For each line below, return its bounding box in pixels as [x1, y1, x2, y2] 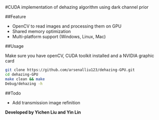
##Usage [5, 43, 24, 49]
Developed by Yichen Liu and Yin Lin [5, 109, 81, 115]
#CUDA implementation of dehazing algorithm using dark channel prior [5, 4, 149, 10]
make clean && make [5, 76, 45, 82]
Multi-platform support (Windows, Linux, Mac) [12, 34, 106, 39]
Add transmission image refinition [12, 99, 80, 105]
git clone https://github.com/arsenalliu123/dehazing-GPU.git [5, 67, 135, 72]
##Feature [5, 14, 26, 19]
